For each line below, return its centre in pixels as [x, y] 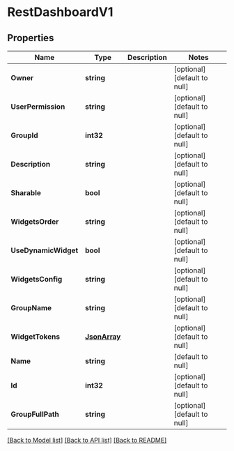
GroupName [31, 308]
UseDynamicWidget [45, 250]
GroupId [24, 135]
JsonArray [103, 337]
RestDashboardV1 [60, 12]
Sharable [26, 193]
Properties [31, 38]
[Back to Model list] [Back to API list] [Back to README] [87, 440]
